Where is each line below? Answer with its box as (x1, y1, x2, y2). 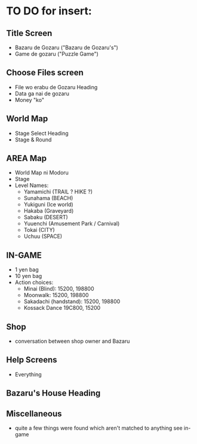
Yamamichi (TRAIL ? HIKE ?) (23, 188, 93, 195)
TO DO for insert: (6, 4, 93, 18)
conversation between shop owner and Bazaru (14, 337, 130, 345)
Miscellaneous (6, 409, 62, 419)
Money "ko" (14, 96, 45, 103)
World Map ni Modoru (14, 169, 69, 176)
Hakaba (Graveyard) (23, 207, 74, 215)
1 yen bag (14, 266, 39, 273)
